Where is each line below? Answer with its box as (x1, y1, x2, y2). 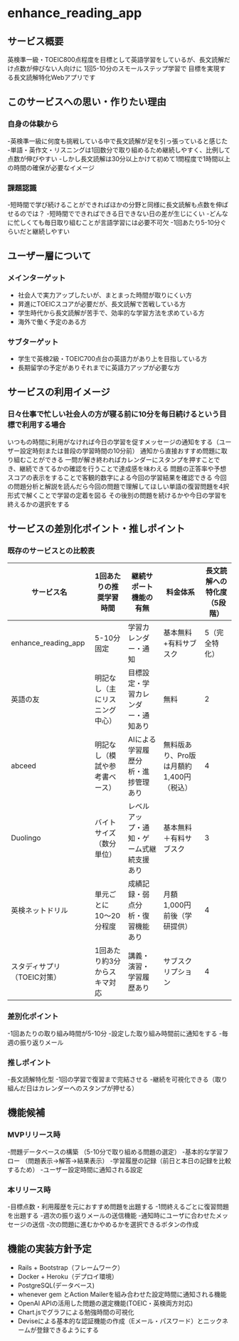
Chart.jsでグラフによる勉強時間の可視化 (17, 1308, 134, 1316)
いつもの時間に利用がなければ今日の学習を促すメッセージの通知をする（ (7, 437, 219, 446)
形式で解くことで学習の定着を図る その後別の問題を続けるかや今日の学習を (7, 491, 228, 499)
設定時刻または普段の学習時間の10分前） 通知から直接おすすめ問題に (19, 447, 222, 455)
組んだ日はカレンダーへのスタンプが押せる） (7, 1084, 139, 1092)
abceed (11, 761, 37, 771)
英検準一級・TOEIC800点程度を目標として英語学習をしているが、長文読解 (7, 56, 224, 63)
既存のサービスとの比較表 (7, 546, 95, 555)
